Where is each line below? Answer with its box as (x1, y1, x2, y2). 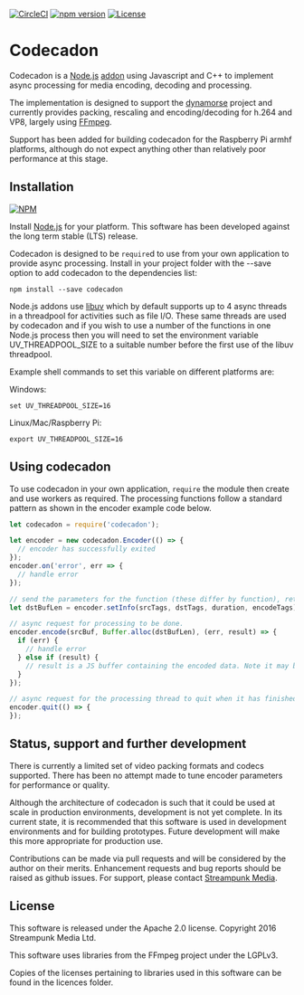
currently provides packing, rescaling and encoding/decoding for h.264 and (9, 107, 292, 118)
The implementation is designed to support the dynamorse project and (9, 97, 273, 108)
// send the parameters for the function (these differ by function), (9, 594, 281, 603)
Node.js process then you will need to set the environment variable (9, 329, 260, 340)
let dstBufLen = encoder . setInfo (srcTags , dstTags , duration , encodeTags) (9, 602, 298, 612)
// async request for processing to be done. (9, 620, 184, 629)
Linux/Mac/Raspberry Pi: (9, 417, 102, 428)
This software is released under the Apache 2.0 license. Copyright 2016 (9, 923, 277, 933)
